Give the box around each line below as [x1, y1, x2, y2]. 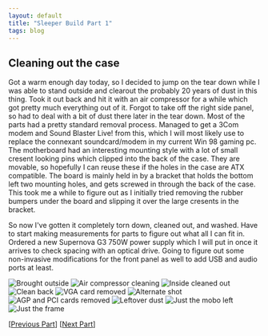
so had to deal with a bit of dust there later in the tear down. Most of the [8, 111, 246, 121]
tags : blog [8, 26, 45, 34]
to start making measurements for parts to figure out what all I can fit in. [8, 229, 246, 238]
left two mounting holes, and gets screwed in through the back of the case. [8, 179, 256, 189]
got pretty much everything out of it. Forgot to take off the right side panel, [8, 103, 254, 113]
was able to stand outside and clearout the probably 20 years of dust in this [8, 86, 258, 96]
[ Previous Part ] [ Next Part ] [8, 319, 96, 329]
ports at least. [8, 263, 54, 273]
